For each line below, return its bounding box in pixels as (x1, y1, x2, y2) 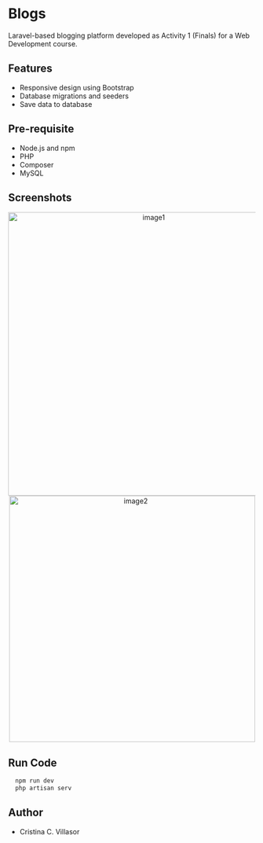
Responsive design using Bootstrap (19, 83, 135, 92)
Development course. (8, 39, 78, 48)
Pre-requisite (8, 123, 75, 136)
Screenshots (8, 190, 72, 204)
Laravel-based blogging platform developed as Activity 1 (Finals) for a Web (8, 31, 250, 40)
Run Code (8, 756, 57, 769)
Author (8, 806, 43, 819)
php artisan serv (15, 784, 72, 793)
